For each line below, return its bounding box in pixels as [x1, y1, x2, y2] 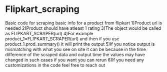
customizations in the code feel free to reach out [5, 62, 105, 68]
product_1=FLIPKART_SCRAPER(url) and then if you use [5, 36, 119, 42]
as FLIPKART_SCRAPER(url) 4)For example [5, 30, 93, 36]
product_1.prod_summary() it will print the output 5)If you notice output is [5, 41, 155, 47]
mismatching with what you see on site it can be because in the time [5, 46, 146, 52]
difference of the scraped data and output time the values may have [5, 51, 145, 58]
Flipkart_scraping [5, 3, 80, 15]
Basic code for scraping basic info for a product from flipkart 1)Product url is [5, 20, 162, 26]
